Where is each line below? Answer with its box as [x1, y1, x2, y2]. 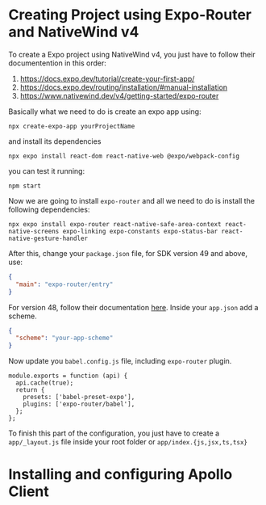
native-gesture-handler [8, 234, 89, 242]
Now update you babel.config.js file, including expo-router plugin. [8, 356, 232, 366]
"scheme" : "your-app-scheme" [15, 334, 114, 343]
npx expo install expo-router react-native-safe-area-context [8, 220, 222, 228]
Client [8, 482, 50, 501]
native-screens [8, 227, 60, 235]
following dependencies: [8, 204, 90, 214]
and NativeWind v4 [8, 23, 139, 41]
